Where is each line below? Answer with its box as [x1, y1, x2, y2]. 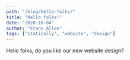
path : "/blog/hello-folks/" [6, 8, 76, 15]
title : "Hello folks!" [6, 14, 62, 20]
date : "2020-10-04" [6, 20, 55, 26]
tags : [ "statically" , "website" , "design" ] [6, 31, 116, 37]
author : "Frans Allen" [6, 25, 62, 31]
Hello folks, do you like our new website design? [6, 47, 124, 54]
